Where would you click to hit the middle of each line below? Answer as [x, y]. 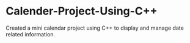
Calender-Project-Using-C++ [82, 11]
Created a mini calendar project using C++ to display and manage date [95, 28]
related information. [31, 34]
